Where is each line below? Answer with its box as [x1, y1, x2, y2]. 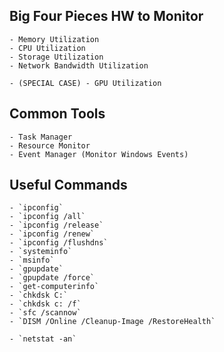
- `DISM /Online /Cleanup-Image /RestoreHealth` [9, 317, 216, 327]
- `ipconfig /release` [9, 220, 104, 231]
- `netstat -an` [9, 334, 77, 344]
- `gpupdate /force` [9, 273, 96, 283]
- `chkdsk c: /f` [9, 299, 82, 309]
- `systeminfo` [9, 247, 73, 257]
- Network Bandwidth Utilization [9, 60, 149, 71]
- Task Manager [9, 132, 73, 142]
